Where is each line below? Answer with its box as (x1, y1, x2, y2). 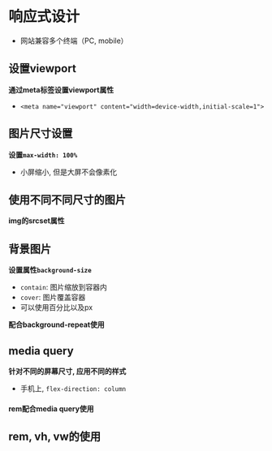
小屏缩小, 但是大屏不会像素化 (19, 167, 118, 177)
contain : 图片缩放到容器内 (19, 282, 107, 292)
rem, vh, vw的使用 (8, 429, 101, 443)
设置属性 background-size (8, 265, 92, 275)
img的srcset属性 (8, 216, 65, 225)
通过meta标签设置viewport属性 (8, 84, 114, 94)
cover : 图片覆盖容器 (19, 293, 86, 303)
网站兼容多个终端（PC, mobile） (19, 36, 128, 45)
